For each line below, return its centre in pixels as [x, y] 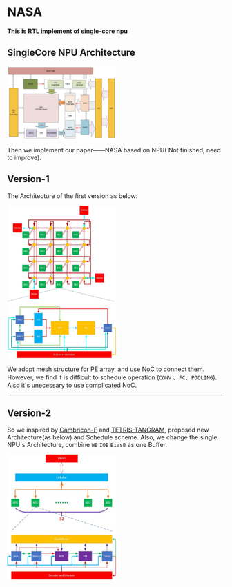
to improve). [24, 158]
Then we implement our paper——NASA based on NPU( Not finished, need [114, 150]
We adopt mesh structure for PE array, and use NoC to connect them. [106, 369]
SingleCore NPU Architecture [71, 53]
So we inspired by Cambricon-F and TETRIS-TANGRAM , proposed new [108, 430]
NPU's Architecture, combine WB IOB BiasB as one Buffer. [87, 444]
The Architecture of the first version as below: [72, 196]
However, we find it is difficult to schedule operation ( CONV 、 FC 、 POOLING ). [112, 377]
